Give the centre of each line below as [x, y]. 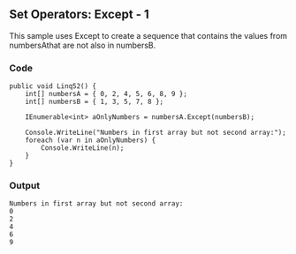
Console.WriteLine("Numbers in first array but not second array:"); [156, 133]
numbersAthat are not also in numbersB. [83, 45]
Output [25, 186]
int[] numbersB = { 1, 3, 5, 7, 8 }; [95, 102]
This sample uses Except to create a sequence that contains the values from [148, 35]
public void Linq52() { [53, 86]
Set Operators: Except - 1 [80, 15]
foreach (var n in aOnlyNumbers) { [91, 140]
